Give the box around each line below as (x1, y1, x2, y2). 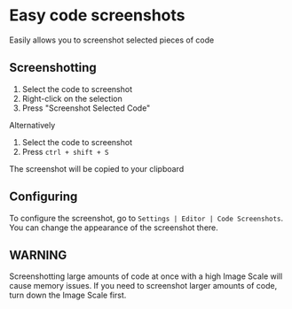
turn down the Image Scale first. (9, 290, 127, 301)
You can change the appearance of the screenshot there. (9, 222, 219, 233)
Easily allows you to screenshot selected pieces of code (9, 35, 215, 45)
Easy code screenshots (9, 5, 185, 26)
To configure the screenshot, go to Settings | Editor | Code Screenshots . (9, 212, 284, 223)
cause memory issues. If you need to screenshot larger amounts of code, (9, 281, 278, 291)
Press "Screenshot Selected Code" (21, 103, 151, 113)
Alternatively (9, 120, 56, 130)
